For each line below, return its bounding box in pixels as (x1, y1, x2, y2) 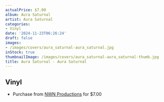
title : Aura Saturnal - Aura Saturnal (5, 59, 87, 64)
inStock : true (5, 49, 35, 55)
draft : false (5, 36, 33, 41)
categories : (5, 21, 30, 27)
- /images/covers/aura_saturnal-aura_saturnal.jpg (5, 45, 114, 50)
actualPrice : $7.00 (5, 7, 46, 13)
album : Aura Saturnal (5, 12, 51, 17)
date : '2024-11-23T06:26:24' (5, 31, 67, 36)
